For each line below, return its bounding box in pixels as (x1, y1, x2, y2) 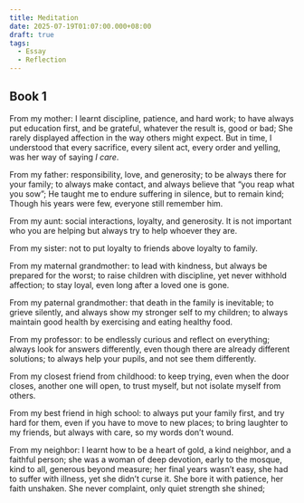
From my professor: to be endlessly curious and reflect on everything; (9, 334, 271, 344)
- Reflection (17, 55, 67, 64)
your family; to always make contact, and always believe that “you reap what (9, 179, 295, 189)
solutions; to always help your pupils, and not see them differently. (9, 353, 257, 363)
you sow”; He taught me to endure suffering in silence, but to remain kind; (9, 188, 285, 199)
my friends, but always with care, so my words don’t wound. (9, 427, 234, 438)
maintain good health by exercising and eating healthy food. (9, 316, 233, 327)
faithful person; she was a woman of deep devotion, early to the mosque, (9, 454, 282, 465)
